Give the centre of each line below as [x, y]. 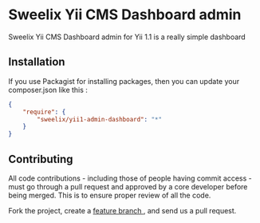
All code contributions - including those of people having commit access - [130, 178]
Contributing [41, 159]
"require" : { [44, 112]
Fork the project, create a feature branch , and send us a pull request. [122, 210]
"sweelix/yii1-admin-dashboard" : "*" [99, 119]
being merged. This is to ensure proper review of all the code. [110, 195]
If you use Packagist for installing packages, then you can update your [124, 81]
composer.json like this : [48, 90]
